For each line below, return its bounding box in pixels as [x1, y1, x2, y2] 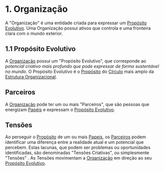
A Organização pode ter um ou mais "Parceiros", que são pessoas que [5, 101, 150, 107]
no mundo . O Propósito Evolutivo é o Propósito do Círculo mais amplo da [5, 68, 154, 74]
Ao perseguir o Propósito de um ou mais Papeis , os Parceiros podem [5, 134, 147, 140]
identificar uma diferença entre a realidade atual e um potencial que [5, 139, 144, 145]
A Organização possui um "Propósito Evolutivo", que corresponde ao [5, 58, 147, 64]
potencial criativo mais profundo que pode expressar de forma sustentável [5, 63, 159, 69]
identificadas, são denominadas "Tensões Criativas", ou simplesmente [5, 150, 150, 156]
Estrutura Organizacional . [5, 73, 57, 80]
